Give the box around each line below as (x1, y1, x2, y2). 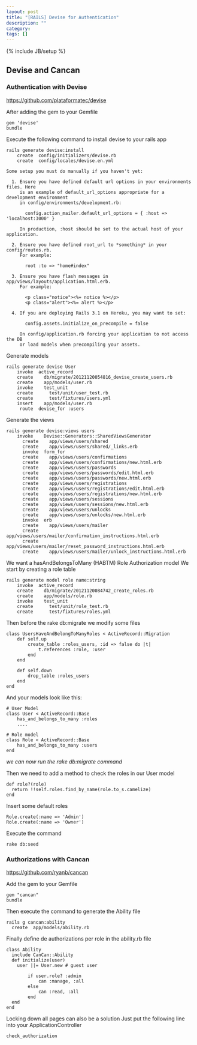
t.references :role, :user (38, 646, 106, 652)
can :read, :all (38, 989, 79, 995)
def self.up (17, 636, 47, 642)
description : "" (6, 20, 47, 26)
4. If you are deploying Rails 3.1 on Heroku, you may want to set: (11, 310, 186, 316)
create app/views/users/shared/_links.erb (22, 444, 138, 450)
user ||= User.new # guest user (17, 963, 98, 969)
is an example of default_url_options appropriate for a (19, 189, 165, 195)
